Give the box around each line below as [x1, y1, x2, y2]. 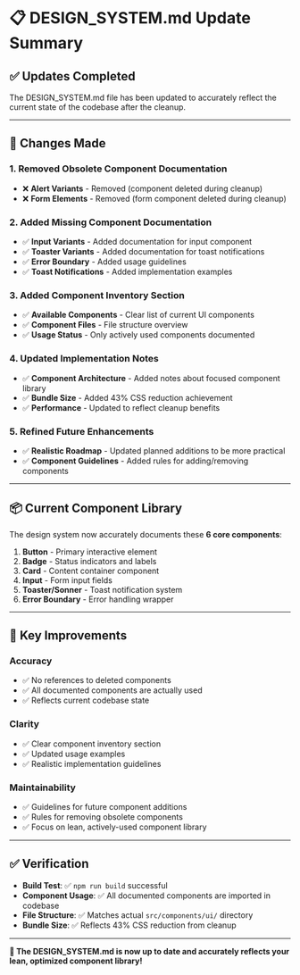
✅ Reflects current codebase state [21, 695, 150, 706]
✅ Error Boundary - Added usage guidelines [21, 256, 187, 267]
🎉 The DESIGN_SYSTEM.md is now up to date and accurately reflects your [9, 946, 290, 956]
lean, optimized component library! [9, 955, 143, 966]
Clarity [9, 718, 40, 730]
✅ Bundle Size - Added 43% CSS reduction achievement [21, 392, 233, 403]
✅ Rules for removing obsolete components [21, 811, 183, 822]
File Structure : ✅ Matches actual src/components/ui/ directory [21, 909, 254, 921]
